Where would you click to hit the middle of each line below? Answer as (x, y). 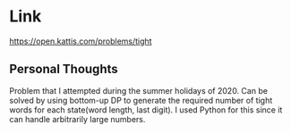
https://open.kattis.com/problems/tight (81, 41)
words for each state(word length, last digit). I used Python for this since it (146, 110)
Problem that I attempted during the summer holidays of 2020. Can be (139, 90)
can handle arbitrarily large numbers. (77, 119)
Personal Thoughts (64, 69)
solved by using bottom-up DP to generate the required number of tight (141, 100)
